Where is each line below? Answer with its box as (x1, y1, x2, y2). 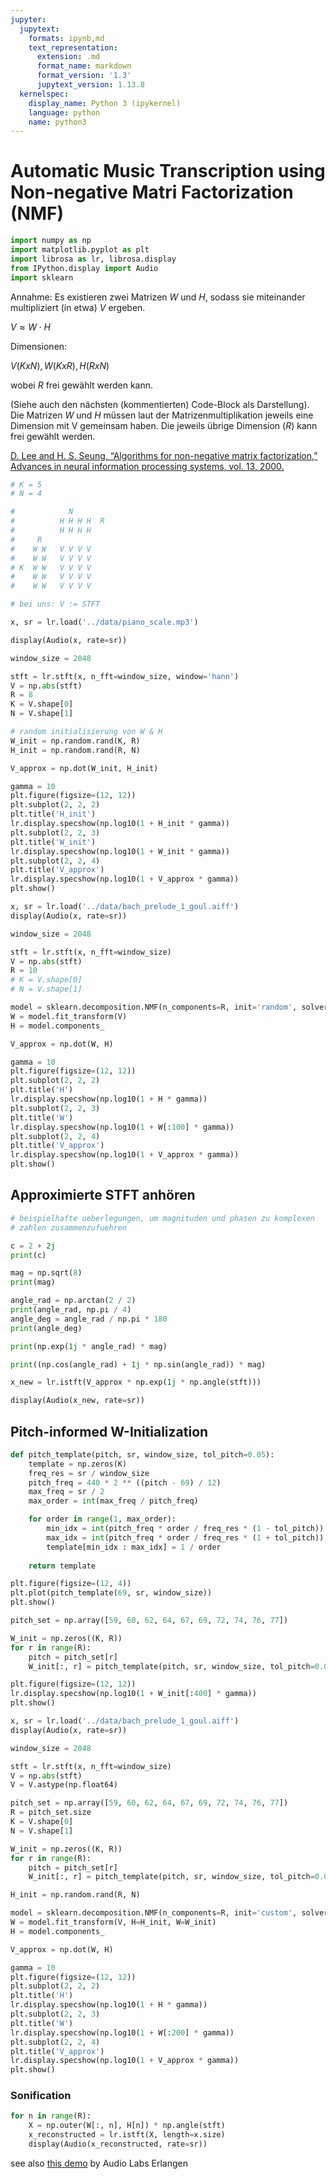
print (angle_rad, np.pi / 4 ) (10, 1305, 132, 1315)
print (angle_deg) (10, 1323, 83, 1333)
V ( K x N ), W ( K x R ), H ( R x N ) (10, 359, 110, 371)
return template (28, 1561, 97, 1571)
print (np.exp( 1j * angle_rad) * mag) (10, 1341, 168, 1351)
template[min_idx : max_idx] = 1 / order (46, 1542, 222, 1552)
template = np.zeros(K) (28, 1459, 128, 1469)
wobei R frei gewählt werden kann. (10, 379, 154, 391)
